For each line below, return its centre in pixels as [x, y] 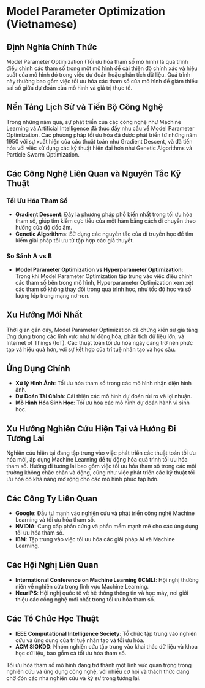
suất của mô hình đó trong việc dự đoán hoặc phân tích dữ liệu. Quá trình [99, 75]
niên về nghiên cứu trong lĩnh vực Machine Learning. [82, 586]
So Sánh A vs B [29, 256]
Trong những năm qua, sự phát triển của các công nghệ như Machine [94, 122]
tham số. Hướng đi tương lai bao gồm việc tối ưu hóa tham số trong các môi [101, 466]
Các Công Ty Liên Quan [52, 498]
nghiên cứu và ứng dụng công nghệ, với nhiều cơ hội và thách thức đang [98, 671]
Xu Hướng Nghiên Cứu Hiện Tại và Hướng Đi [91, 429]
